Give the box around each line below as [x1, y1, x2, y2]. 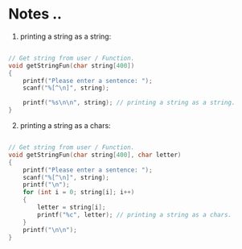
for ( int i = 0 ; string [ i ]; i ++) [23, 189, 135, 197]
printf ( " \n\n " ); [23, 226, 78, 234]
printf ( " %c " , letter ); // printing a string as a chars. [37, 210, 232, 218]
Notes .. [8, 5, 63, 23]
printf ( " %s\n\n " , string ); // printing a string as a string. [23, 98, 236, 107]
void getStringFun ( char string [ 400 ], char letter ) [8, 151, 182, 159]
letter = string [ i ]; [37, 203, 106, 212]
